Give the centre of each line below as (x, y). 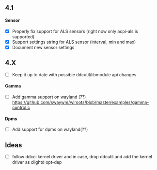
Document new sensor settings (43, 47)
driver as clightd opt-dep (37, 162)
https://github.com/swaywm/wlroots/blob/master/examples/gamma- (80, 102)
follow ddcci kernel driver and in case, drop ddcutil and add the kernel (82, 157)
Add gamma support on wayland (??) (49, 97)
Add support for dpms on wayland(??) (50, 129)
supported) (23, 36)
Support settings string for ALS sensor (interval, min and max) (74, 42)
